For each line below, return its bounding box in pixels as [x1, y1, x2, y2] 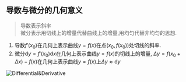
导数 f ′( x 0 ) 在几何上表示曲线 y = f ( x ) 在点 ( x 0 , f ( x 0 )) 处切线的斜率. [14, 41, 162, 50]
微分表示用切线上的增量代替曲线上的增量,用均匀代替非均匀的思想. [20, 29, 177, 36]
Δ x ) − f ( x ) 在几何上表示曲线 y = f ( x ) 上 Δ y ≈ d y [14, 58, 121, 65]
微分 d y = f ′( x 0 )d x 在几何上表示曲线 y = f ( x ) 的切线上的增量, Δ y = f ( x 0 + [14, 50, 181, 58]
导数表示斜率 [20, 22, 51, 29]
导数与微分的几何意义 [6, 5, 83, 16]
